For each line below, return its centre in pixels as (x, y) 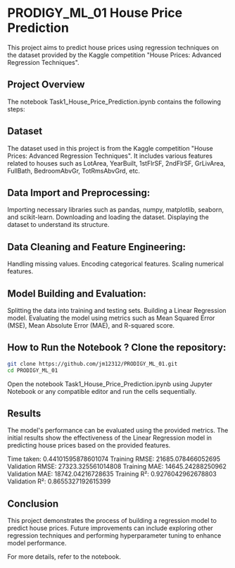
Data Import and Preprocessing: (79, 193)
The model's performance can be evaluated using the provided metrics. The (118, 431)
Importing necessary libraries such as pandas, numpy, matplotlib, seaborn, (115, 210)
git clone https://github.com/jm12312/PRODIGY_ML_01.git (93, 364)
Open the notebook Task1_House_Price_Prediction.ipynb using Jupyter (110, 384)
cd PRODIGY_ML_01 (33, 370)
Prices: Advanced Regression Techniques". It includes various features (110, 156)
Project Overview (46, 85)
